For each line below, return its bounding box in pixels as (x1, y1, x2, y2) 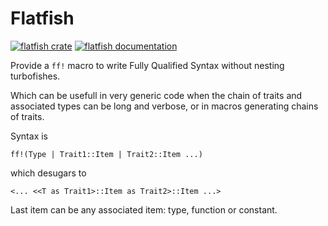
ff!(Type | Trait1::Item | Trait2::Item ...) (10, 149, 203, 159)
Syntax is (10, 130, 48, 142)
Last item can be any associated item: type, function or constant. (10, 203, 278, 216)
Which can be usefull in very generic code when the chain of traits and (10, 89, 303, 101)
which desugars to (10, 167, 87, 179)
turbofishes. (10, 70, 61, 82)
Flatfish (10, 7, 75, 30)
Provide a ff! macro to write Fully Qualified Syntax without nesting (10, 59, 285, 71)
